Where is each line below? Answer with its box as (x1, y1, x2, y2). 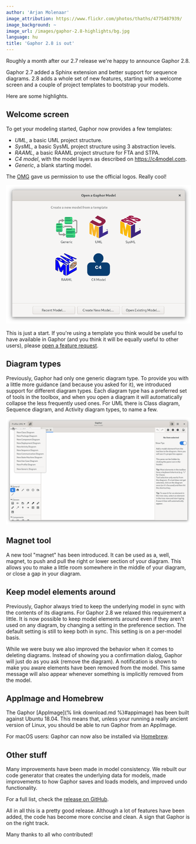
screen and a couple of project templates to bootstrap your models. (6, 81, 170, 88)
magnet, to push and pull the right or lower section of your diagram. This (6, 557, 181, 564)
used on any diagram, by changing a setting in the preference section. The (6, 621, 187, 628)
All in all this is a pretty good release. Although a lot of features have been (6, 807, 185, 814)
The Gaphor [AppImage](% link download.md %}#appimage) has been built (6, 709, 190, 716)
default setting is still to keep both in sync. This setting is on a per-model (6, 628, 182, 635)
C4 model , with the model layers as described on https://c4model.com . (14, 155, 187, 162)
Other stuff (6, 750, 48, 760)
